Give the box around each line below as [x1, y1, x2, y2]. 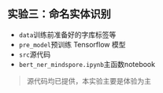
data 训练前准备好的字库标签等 [18, 30, 117, 39]
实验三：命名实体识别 [7, 7, 111, 21]
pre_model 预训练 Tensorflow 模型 [18, 39, 126, 49]
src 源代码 [18, 50, 51, 59]
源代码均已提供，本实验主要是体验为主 [26, 76, 151, 85]
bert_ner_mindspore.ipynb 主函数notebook [18, 59, 155, 69]
